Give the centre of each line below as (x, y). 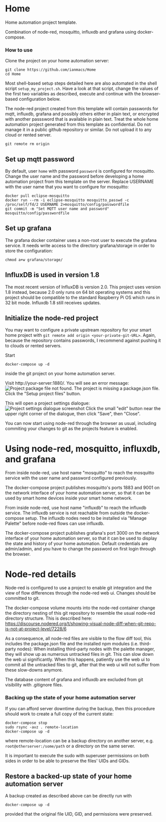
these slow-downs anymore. (34, 670)
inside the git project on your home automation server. (60, 373)
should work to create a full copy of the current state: (59, 714)
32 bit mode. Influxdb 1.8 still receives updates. (53, 303)
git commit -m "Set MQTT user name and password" (57, 209)
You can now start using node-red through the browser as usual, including (81, 423)
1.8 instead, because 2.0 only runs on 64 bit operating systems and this (78, 292)
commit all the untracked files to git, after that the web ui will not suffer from (82, 665)
